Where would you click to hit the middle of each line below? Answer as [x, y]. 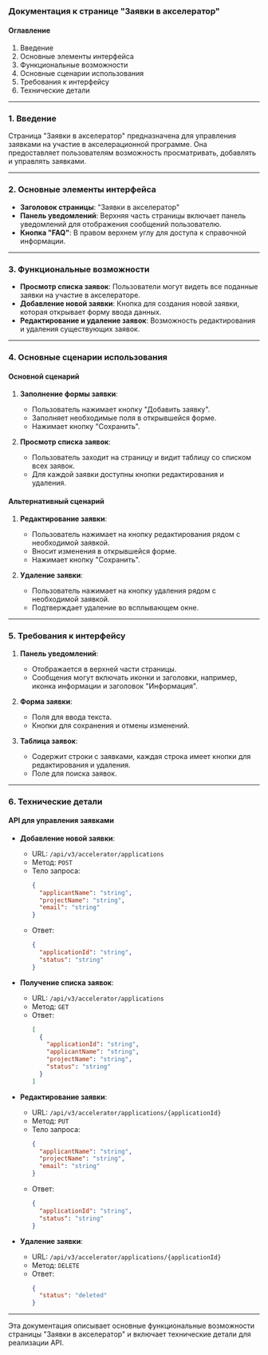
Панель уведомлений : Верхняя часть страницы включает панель [133, 215]
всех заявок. [53, 466]
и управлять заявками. [47, 161]
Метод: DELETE [55, 1265]
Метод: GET [50, 1006]
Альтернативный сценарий [57, 501]
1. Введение [33, 119]
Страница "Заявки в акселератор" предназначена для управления [122, 136]
